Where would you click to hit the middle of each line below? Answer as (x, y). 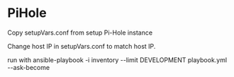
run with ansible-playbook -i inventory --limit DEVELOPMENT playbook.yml (117, 60)
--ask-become (29, 67)
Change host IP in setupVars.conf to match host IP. (82, 46)
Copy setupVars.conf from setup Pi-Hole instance (80, 32)
